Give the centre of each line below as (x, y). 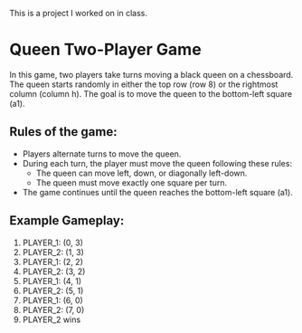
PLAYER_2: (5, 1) (53, 290)
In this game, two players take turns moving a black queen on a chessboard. (151, 74)
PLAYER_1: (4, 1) (52, 281)
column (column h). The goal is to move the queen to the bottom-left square (151, 93)
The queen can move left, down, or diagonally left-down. (142, 173)
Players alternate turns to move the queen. (102, 154)
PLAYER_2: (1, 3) (53, 252)
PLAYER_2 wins (52, 319)
